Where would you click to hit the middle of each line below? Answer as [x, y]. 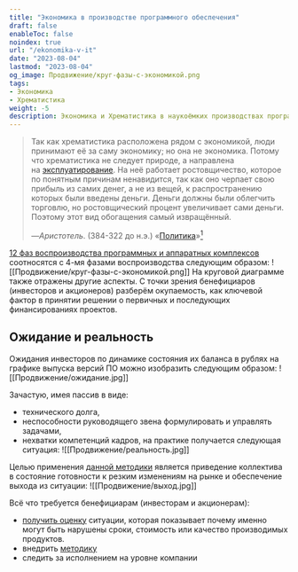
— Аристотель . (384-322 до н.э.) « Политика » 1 [117, 235]
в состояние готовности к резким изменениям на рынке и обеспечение [145, 476]
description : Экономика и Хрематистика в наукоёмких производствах [137, 116]
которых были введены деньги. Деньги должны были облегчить [153, 198]
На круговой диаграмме [238, 271]
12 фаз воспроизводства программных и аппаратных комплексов [134, 253]
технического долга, [61, 411]
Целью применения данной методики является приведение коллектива [146, 466]
